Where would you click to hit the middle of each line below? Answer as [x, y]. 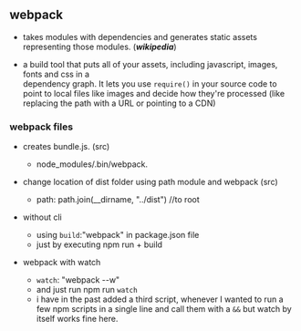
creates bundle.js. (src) [66, 147]
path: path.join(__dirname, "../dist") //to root [118, 200]
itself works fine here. [77, 319]
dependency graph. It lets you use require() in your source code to [150, 83]
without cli [42, 217]
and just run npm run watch [87, 290]
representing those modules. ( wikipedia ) [99, 47]
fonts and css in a [56, 74]
